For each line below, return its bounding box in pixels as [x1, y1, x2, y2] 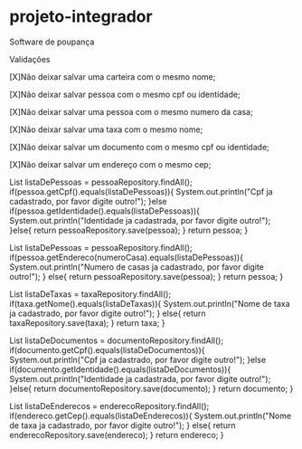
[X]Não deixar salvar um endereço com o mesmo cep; [9, 158, 212, 169]
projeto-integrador [9, 6, 153, 27]
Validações [9, 53, 51, 64]
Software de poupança [9, 36, 95, 47]
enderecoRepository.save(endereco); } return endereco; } [9, 429, 224, 440]
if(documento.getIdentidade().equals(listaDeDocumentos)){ [9, 364, 231, 375]
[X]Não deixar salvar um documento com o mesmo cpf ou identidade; [9, 141, 269, 152]
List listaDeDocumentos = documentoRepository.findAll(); [9, 335, 224, 346]
